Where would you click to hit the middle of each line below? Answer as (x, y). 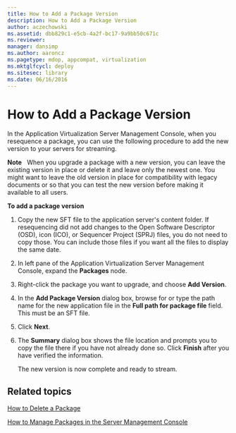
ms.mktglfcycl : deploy (41, 66)
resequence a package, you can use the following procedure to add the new (118, 141)
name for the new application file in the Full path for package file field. (120, 306)
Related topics (39, 391)
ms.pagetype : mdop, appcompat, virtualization (77, 60)
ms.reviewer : (26, 40)
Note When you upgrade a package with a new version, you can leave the (116, 162)
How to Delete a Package (44, 408)
